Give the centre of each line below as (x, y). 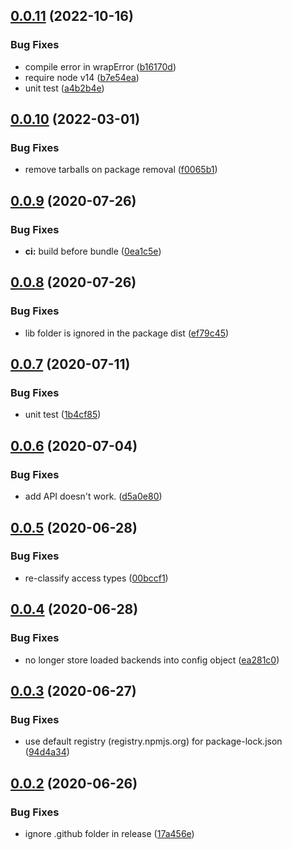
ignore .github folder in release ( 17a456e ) (109, 833)
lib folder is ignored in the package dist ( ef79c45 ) (127, 333)
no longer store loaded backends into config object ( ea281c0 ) (152, 660)
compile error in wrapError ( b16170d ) (100, 66)
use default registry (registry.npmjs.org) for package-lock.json (153, 741)
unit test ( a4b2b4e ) (64, 88)
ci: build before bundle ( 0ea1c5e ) (93, 251)
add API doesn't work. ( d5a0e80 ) (93, 496)
